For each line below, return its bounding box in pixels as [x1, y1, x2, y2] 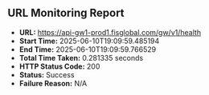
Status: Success [18, 69, 75, 79]
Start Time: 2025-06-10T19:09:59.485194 [18, 36, 160, 46]
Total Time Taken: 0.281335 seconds [18, 53, 144, 62]
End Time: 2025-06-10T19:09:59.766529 [18, 44, 157, 54]
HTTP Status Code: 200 [18, 61, 100, 71]
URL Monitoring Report [7, 6, 125, 20]
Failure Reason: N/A [18, 78, 88, 88]
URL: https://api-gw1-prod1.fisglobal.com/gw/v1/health [18, 27, 202, 37]
